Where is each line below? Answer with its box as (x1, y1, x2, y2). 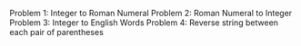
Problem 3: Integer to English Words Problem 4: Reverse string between (9, 17, 279, 28)
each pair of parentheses (9, 27, 105, 37)
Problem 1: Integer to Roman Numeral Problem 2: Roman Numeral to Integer (9, 8, 293, 18)
